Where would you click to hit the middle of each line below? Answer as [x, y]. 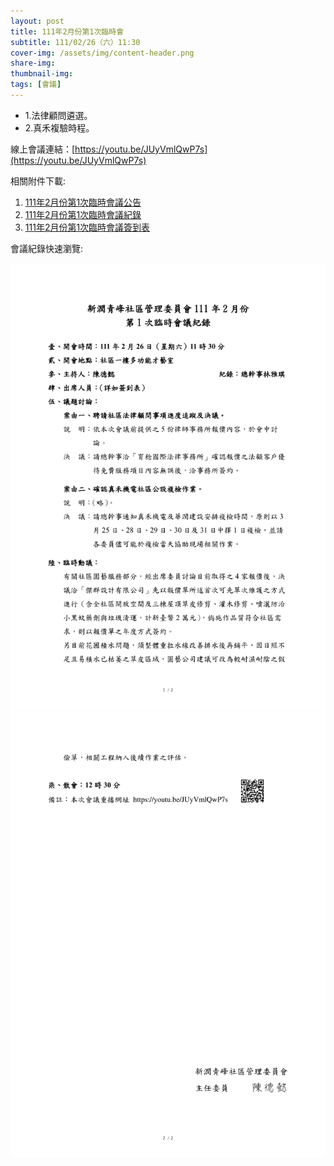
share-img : [33, 63]
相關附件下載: [38, 181]
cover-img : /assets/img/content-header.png [102, 53]
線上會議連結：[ [43, 149]
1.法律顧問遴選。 [58, 115]
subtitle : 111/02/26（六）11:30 [75, 42]
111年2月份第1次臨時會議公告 [83, 202]
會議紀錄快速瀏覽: [47, 248]
